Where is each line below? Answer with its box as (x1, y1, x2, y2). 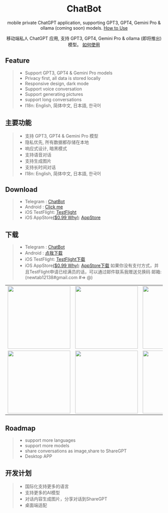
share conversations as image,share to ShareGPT (24, 448, 127, 454)
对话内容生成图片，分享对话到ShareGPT (24, 495, 107, 502)
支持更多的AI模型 (24, 489, 60, 495)
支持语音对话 (24, 152, 51, 158)
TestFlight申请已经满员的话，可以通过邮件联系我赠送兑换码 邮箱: (29, 269, 162, 275)
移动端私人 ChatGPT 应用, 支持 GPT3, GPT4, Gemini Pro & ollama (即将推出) (6, 35, 162, 41)
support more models (24, 443, 69, 448)
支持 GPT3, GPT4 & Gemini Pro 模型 (24, 133, 98, 139)
